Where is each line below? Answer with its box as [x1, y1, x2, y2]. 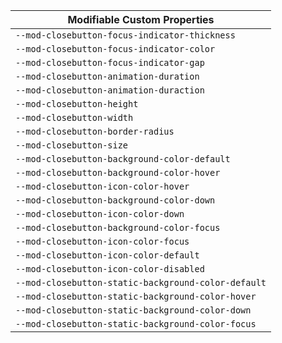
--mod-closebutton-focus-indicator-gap [15, 57, 205, 68]
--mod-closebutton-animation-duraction [15, 85, 205, 96]
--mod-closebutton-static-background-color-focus [15, 319, 257, 329]
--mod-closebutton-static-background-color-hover [15, 291, 257, 302]
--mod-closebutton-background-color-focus [15, 222, 221, 233]
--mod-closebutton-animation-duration [15, 71, 200, 82]
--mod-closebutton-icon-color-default [15, 250, 200, 261]
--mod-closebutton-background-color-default [15, 154, 231, 164]
